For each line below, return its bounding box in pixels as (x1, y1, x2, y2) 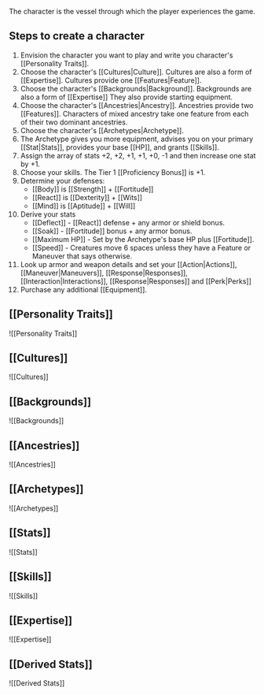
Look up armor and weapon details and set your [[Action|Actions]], (20, 259, 237, 269)
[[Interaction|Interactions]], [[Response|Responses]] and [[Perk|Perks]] (20, 276, 252, 286)
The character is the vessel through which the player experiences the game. (9, 7, 256, 16)
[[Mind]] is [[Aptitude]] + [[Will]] (31, 201, 136, 210)
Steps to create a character (9, 29, 145, 43)
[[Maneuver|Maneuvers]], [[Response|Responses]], (20, 268, 188, 277)
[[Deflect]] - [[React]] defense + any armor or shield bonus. (31, 217, 225, 227)
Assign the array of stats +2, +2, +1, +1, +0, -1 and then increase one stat (20, 151, 256, 160)
